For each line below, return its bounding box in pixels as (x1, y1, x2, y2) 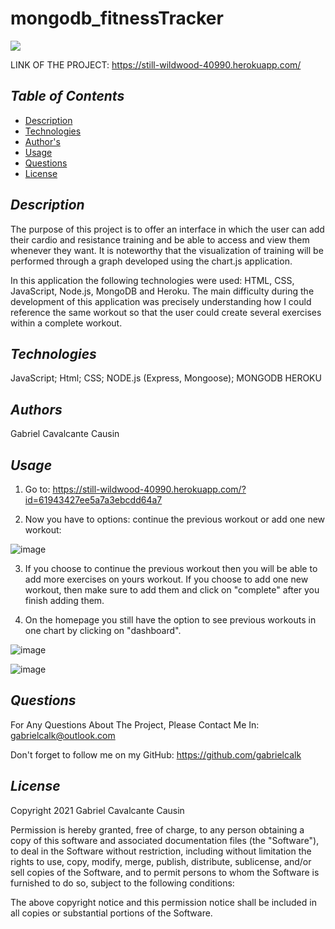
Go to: (24, 483, 51, 495)
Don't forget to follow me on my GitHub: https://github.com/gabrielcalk (10, 748, 302, 761)
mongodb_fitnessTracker (10, 7, 224, 30)
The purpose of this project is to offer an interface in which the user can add (10, 223, 325, 235)
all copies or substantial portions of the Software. (10, 907, 213, 919)
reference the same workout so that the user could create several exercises (10, 306, 322, 318)
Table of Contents (10, 88, 125, 105)
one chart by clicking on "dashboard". (24, 625, 182, 636)
